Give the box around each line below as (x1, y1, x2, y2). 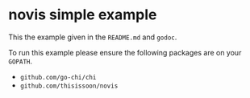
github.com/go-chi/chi (19, 73, 97, 81)
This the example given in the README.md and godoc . (8, 32, 177, 42)
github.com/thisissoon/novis (19, 82, 119, 90)
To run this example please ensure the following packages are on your (8, 47, 242, 57)
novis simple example (8, 6, 157, 24)
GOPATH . (8, 56, 32, 66)
